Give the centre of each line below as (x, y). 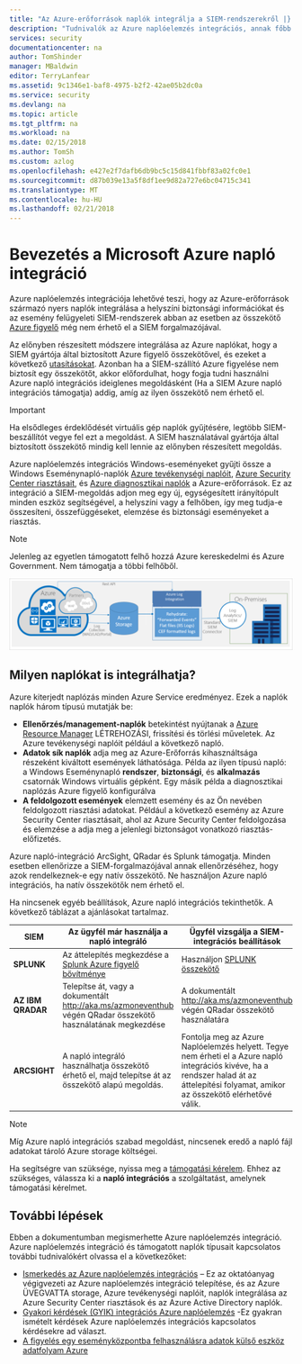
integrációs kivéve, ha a (225, 1066)
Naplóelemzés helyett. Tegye (235, 1047)
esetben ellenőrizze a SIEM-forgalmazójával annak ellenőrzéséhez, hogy (144, 865)
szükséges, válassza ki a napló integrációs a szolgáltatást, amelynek (138, 1178)
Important (27, 411)
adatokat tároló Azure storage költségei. (84, 1151)
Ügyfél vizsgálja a (224, 932)
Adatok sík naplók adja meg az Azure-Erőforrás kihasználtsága (140, 753)
